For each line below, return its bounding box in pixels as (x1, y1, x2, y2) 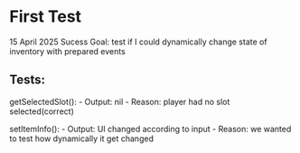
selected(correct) (9, 106, 74, 117)
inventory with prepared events (9, 45, 127, 56)
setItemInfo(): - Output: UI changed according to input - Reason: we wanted (9, 123, 292, 134)
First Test (9, 6, 82, 27)
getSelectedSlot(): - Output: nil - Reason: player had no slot (9, 96, 230, 107)
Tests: (9, 72, 45, 88)
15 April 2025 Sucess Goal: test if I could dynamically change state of (9, 36, 268, 47)
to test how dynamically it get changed (9, 133, 154, 144)
